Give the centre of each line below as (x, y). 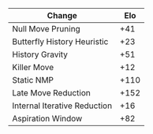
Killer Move (33, 67)
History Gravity (40, 54)
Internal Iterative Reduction (62, 106)
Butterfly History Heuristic (60, 41)
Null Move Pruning (46, 29)
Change (62, 15)
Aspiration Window (47, 119)
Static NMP (33, 80)
